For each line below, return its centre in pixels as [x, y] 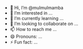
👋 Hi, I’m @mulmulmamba [37, 8]
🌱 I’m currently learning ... [37, 18]
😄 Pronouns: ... [26, 36]
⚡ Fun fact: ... [24, 42]
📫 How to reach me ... [33, 29]
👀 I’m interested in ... [31, 13]
